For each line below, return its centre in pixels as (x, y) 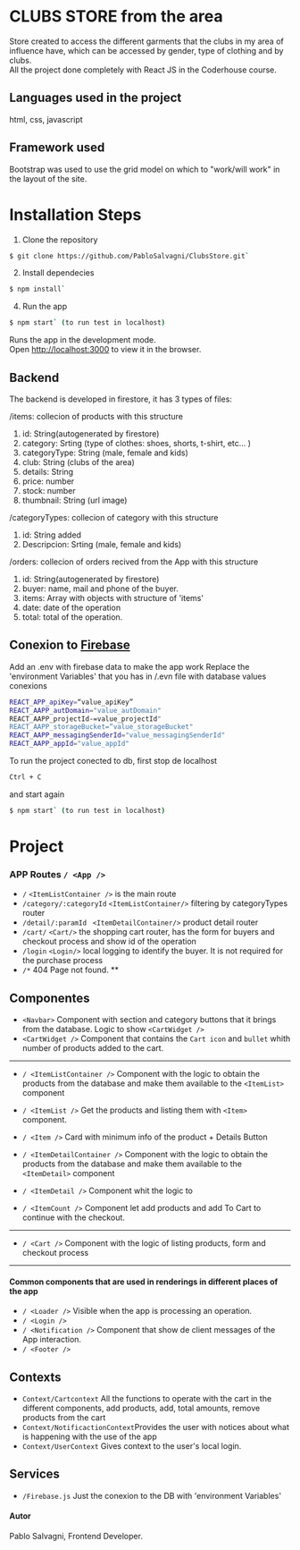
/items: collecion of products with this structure (96, 416)
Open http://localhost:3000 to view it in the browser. (105, 350)
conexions (28, 685)
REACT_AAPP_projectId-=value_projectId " (86, 719)
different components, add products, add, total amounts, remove (141, 1408)
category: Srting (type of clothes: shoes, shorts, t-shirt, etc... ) (137, 443)
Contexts (35, 1377)
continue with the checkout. (73, 1217)
